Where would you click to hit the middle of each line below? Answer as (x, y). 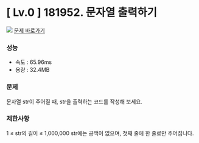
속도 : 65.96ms (33, 62)
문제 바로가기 (30, 30)
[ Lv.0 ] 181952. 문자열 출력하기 (82, 12)
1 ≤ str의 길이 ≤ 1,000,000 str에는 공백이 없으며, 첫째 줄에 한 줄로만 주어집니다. (100, 133)
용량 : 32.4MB (32, 70)
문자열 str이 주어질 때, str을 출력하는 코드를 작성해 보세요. (75, 102)
